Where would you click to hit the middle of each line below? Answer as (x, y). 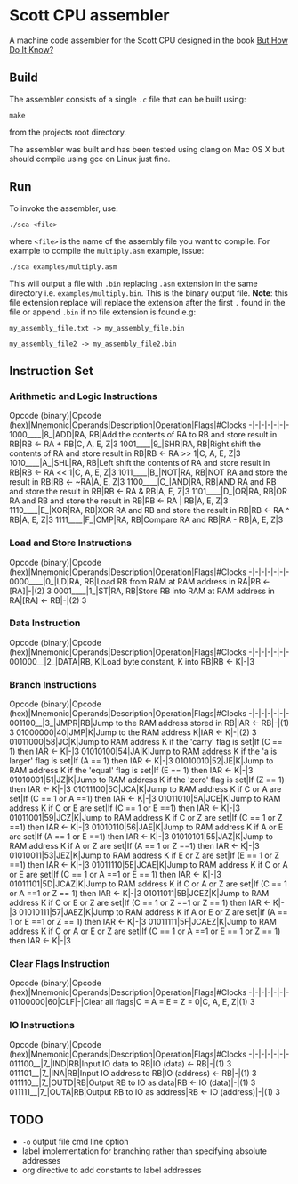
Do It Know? (32, 49)
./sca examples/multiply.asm (63, 267)
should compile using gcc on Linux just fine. (90, 159)
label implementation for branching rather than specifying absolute (145, 1151)
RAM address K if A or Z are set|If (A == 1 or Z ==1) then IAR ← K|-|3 (134, 846)
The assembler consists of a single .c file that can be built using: (128, 99)
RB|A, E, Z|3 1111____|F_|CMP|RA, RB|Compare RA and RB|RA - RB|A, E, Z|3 (146, 520)
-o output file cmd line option (75, 1141)
